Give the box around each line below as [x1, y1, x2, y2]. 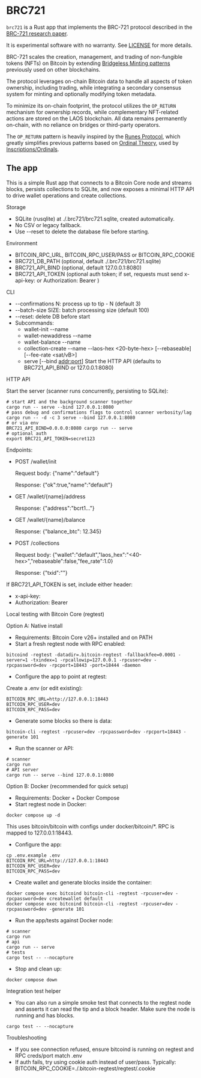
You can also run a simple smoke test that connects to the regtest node [14, 999, 191, 1006]
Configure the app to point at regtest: [14, 673, 107, 680]
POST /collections [14, 539, 60, 547]
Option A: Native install [6, 622, 63, 629]
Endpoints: [6, 446, 33, 453]
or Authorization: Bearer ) [37, 277, 100, 284]
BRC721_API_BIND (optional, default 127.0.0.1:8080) [14, 264, 142, 271]
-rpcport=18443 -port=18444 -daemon [49, 662, 141, 668]
